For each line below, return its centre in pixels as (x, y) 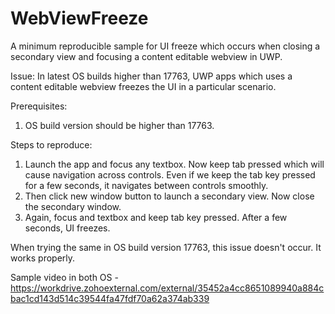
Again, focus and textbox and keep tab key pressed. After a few (156, 217)
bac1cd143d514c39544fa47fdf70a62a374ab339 (110, 298)
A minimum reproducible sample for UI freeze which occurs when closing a (165, 46)
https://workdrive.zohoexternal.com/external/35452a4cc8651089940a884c (167, 288)
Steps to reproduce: (51, 144)
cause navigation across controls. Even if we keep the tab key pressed (170, 174)
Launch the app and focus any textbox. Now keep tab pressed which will (174, 164)
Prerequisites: (39, 106)
